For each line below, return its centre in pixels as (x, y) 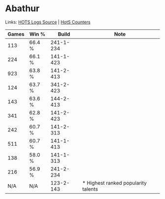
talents (90, 189)
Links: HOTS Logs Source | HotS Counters (48, 22)
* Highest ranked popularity (115, 183)
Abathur (22, 9)
